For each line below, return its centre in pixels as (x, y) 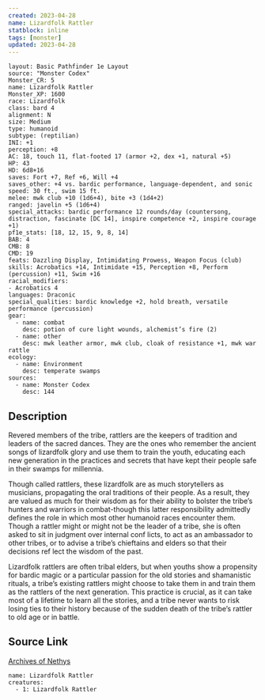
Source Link (38, 642)
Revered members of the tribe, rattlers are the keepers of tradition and (123, 435)
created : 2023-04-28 (42, 15)
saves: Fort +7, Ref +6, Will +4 (63, 178)
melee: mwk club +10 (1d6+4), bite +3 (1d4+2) (86, 199)
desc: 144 (39, 392)
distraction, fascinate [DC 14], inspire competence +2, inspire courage (132, 219)
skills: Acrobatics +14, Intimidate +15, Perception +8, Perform (118, 267)
